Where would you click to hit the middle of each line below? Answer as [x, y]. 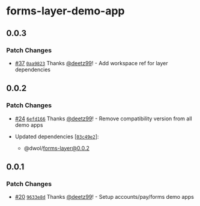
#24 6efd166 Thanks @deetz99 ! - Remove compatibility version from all [103, 119]
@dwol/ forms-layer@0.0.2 [57, 148]
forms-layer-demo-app [65, 11]
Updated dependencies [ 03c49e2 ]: [57, 137]
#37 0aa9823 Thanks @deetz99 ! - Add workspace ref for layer [91, 63]
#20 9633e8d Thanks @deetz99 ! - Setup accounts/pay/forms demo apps [104, 197]
